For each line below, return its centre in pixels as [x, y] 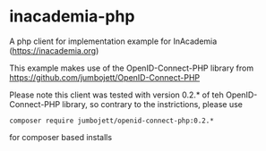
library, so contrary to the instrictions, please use [153, 104]
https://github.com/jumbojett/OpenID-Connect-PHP [104, 77]
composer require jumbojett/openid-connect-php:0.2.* [112, 121]
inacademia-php [72, 17]
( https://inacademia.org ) [54, 50]
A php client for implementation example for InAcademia [113, 41]
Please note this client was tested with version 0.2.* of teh [116, 95]
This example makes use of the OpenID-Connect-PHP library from [131, 68]
